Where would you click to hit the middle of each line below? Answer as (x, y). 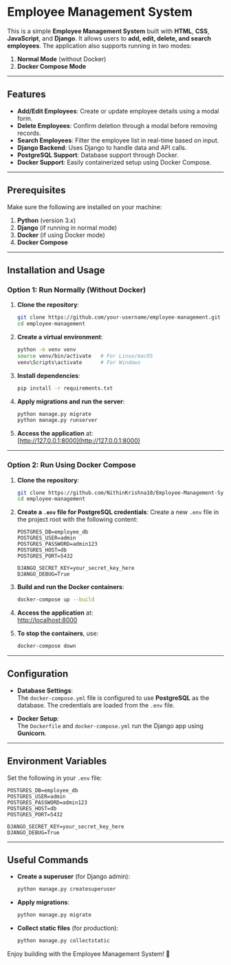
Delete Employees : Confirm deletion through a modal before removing (117, 125)
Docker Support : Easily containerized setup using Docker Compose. (114, 162)
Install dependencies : (48, 375)
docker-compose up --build (56, 600)
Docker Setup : (38, 718)
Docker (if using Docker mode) (61, 235)
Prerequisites (36, 190)
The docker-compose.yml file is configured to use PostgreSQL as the (113, 698)
